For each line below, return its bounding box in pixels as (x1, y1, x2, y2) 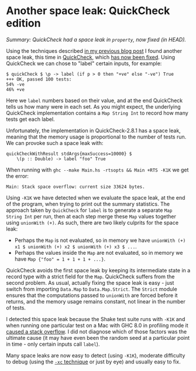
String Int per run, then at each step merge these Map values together (6, 213, 177, 220)
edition (6, 16, 41, 30)
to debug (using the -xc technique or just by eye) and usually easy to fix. (6, 358, 181, 365)
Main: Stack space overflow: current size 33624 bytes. (6, 184, 145, 190)
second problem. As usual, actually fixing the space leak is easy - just (6, 279, 174, 286)
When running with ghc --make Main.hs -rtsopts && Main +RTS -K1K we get (6, 166, 189, 173)
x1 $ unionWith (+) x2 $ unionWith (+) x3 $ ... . (14, 242, 137, 250)
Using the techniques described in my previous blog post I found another (6, 47, 183, 54)
